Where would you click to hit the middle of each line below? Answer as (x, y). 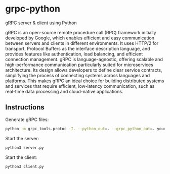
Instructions (25, 107)
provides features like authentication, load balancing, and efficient (74, 54)
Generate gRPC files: (27, 120)
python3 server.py (25, 148)
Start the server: (22, 138)
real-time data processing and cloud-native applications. (64, 91)
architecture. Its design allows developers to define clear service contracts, (84, 70)
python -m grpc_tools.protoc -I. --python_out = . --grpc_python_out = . (80, 129)
